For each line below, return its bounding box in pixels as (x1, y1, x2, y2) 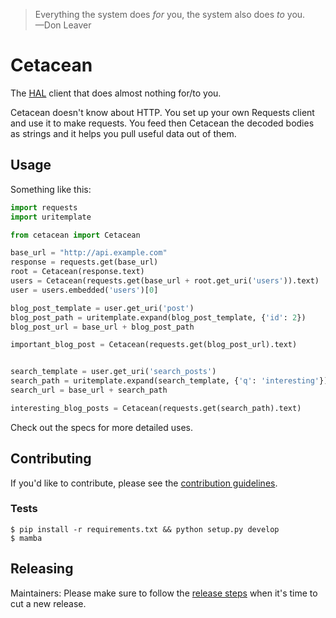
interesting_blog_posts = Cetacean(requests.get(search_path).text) (10, 403, 302, 413)
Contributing (10, 450, 92, 468)
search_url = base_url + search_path (10, 385, 168, 395)
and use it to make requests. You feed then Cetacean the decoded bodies (10, 117, 315, 129)
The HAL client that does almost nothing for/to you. (10, 87, 222, 99)
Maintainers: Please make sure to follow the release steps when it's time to (10, 587, 318, 599)
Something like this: (10, 183, 92, 195)
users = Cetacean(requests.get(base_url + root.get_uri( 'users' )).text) (10, 276, 320, 286)
